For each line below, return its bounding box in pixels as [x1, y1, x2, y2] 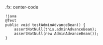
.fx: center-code [5, 4, 39, 10]
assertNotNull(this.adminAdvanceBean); [14, 27, 97, 32]
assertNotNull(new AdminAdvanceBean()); [14, 31, 99, 36]
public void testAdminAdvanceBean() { [5, 22, 86, 27]
